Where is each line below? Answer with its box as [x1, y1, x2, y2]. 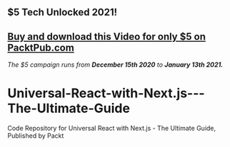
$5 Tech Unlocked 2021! [7, 6, 118, 18]
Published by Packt [7, 131, 64, 140]
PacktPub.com [7, 41, 75, 53]
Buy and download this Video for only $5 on [7, 31, 206, 43]
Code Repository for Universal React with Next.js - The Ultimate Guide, [7, 124, 216, 133]
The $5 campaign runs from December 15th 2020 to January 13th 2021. [7, 60, 224, 69]
